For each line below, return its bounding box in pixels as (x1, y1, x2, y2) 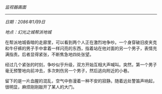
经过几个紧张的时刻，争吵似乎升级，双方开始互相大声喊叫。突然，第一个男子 (5, 62, 157, 67)
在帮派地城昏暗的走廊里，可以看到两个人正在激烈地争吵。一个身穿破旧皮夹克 (5, 40, 157, 45)
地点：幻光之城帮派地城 (5, 29, 52, 35)
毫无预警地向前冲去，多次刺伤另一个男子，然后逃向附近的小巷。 (5, 68, 132, 73)
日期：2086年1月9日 (5, 19, 46, 25)
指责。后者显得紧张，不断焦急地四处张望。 (9, 52, 94, 57)
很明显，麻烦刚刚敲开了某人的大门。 (5, 84, 77, 90)
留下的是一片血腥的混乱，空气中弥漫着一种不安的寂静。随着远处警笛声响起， (5, 78, 157, 83)
